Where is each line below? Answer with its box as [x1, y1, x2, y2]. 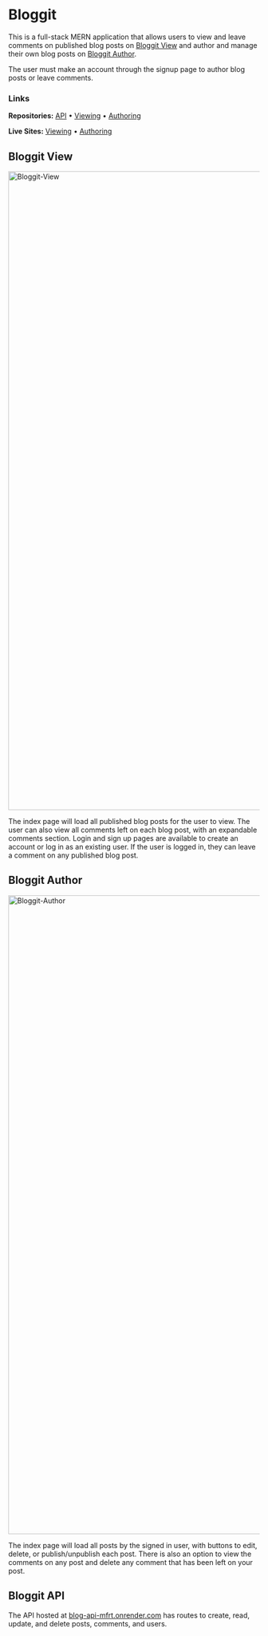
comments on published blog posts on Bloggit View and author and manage [8, 40, 258, 50]
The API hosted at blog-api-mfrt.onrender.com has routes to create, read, [8, 1610, 250, 1620]
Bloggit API [8, 1589, 65, 1602]
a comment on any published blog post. [8, 850, 139, 860]
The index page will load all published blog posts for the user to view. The [8, 817, 250, 826]
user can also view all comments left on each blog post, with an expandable [8, 825, 258, 835]
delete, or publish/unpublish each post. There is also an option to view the [8, 1549, 252, 1559]
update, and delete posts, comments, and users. [8, 1618, 167, 1628]
